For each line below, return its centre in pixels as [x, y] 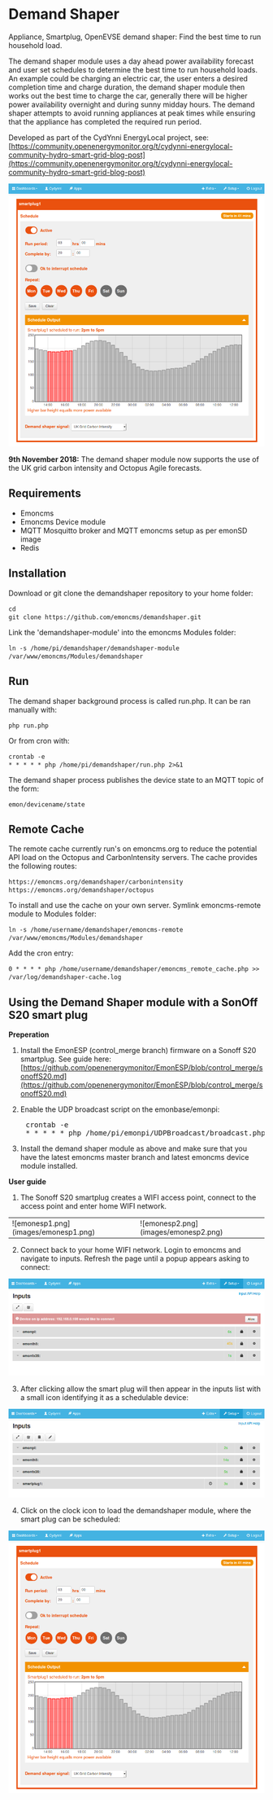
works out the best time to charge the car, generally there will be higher [128, 95]
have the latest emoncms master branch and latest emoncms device [134, 1157]
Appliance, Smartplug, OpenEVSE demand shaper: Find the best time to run [135, 37]
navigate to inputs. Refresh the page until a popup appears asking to [134, 1258]
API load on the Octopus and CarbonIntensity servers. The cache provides [133, 858]
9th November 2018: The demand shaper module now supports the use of [134, 459]
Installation [37, 574]
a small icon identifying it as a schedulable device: [104, 1397]
